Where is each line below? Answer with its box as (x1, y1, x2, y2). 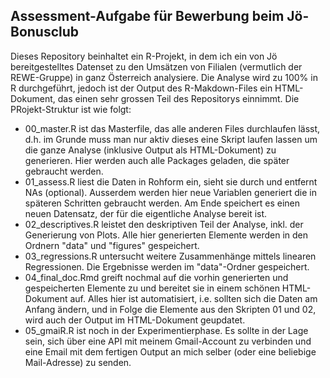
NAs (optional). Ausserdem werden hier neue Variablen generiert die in (24, 186, 317, 198)
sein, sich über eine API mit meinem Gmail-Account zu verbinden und (24, 335, 312, 347)
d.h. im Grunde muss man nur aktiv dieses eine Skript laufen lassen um (24, 133, 318, 145)
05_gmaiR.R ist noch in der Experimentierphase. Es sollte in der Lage (24, 324, 309, 336)
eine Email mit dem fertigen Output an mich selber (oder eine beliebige (24, 345, 317, 358)
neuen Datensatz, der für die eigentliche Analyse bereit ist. (24, 207, 268, 219)
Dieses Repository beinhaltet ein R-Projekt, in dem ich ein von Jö (10, 50, 278, 62)
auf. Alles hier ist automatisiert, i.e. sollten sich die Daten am (69, 292, 318, 304)
